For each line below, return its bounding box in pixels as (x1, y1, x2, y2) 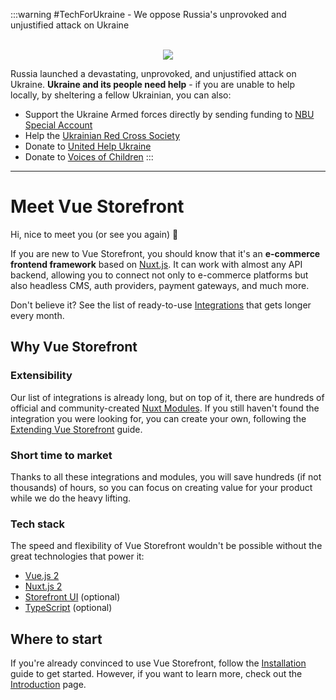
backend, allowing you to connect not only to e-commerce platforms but (10, 269, 309, 281)
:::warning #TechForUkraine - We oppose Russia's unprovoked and (10, 9, 287, 20)
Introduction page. (10, 679, 87, 691)
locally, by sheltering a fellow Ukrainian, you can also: (10, 89, 232, 101)
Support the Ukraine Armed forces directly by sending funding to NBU (24, 109, 315, 120)
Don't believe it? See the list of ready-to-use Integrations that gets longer (10, 299, 312, 311)
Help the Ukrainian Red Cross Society (24, 130, 181, 141)
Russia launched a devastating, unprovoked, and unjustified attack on (10, 68, 297, 79)
